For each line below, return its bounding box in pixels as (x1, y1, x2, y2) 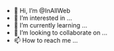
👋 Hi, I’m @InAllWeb (13, 7, 70, 14)
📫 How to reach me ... (13, 37, 78, 44)
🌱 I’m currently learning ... (13, 21, 88, 29)
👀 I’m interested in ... (13, 14, 73, 22)
